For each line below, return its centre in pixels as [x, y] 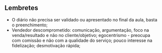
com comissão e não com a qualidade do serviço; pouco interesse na [82, 40]
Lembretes [22, 8]
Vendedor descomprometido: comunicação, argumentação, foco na [80, 30]
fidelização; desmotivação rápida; [46, 45]
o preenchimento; [29, 25]
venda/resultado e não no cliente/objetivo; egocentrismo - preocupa [81, 35]
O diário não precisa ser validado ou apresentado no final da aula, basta [84, 19]
